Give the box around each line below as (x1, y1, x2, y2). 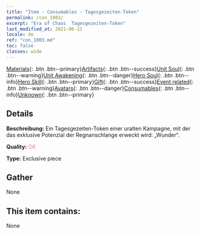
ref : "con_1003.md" (6, 37, 56, 43)
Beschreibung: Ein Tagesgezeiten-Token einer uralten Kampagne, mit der (6, 125, 191, 132)
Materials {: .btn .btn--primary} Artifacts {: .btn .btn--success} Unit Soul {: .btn (6, 65, 195, 72)
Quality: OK (6, 143, 36, 150)
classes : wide (6, 49, 42, 55)
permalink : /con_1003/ (6, 15, 64, 21)
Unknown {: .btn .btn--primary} (18, 91, 95, 98)
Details (6, 109, 33, 119)
